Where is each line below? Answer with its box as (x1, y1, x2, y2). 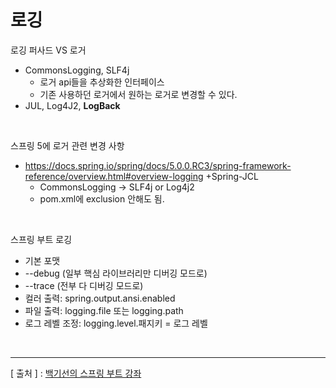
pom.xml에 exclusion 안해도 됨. (39, 192, 165, 205)
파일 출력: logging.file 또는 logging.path (24, 304, 184, 316)
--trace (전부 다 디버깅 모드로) (24, 279, 144, 291)
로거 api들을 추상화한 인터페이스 (39, 76, 165, 88)
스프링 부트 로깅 (10, 233, 73, 245)
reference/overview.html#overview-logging (24, 170, 204, 182)
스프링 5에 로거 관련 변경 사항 (10, 139, 125, 151)
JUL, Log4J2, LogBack (24, 99, 121, 111)
